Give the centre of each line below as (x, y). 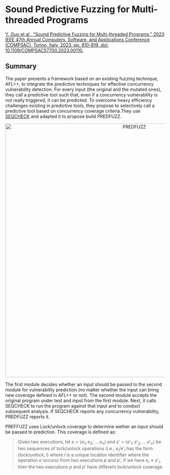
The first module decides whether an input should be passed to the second (84, 384)
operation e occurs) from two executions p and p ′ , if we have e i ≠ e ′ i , (89, 461)
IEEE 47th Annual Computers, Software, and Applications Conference (78, 40)
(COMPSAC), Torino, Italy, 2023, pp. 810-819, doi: (57, 45)
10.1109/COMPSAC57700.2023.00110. (44, 50)
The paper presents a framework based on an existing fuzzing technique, (82, 78)
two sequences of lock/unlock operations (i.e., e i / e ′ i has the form (85, 449)
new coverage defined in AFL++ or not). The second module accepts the (81, 395)
